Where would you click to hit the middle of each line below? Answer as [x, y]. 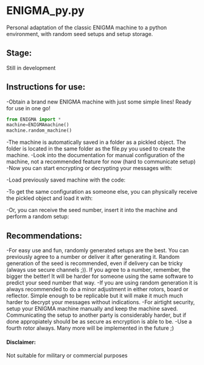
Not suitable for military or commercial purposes [67, 356]
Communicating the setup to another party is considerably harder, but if [97, 315]
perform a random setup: [38, 216]
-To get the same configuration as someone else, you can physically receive [102, 192]
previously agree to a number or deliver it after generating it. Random [93, 257]
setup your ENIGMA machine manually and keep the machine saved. [92, 309]
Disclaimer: [21, 342]
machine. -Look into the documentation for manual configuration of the [95, 155]
